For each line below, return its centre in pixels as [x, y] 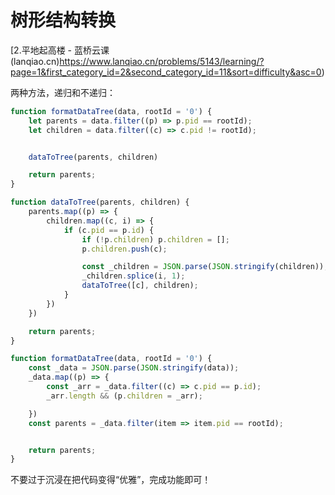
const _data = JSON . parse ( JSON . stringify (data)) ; [134, 368]
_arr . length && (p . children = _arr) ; [124, 396]
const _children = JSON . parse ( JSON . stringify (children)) [203, 267]
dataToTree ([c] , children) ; [140, 286]
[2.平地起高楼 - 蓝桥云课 [60, 50]
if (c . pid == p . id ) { [109, 230]
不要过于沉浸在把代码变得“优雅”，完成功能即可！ [111, 480]
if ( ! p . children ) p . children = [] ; [155, 239]
